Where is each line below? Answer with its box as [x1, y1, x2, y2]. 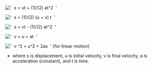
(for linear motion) [52, 43, 90, 49]
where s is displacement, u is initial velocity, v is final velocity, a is [12, 53, 148, 59]
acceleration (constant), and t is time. [12, 58, 89, 64]
